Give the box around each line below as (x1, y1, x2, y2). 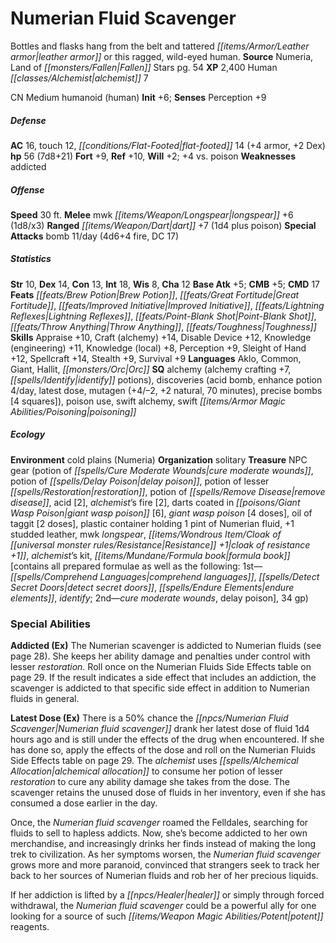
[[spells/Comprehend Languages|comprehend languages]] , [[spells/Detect (10, 570, 320, 582)
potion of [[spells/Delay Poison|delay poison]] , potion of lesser (10, 475, 270, 487)
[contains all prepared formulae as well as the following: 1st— (10, 560, 263, 572)
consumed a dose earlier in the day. (10, 797, 158, 809)
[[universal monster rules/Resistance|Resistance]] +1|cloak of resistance (10, 538, 311, 551)
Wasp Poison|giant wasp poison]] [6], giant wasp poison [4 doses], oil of (10, 507, 313, 519)
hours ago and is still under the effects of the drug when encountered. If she (10, 733, 325, 746)
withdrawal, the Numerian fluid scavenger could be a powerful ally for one (10, 900, 317, 912)
